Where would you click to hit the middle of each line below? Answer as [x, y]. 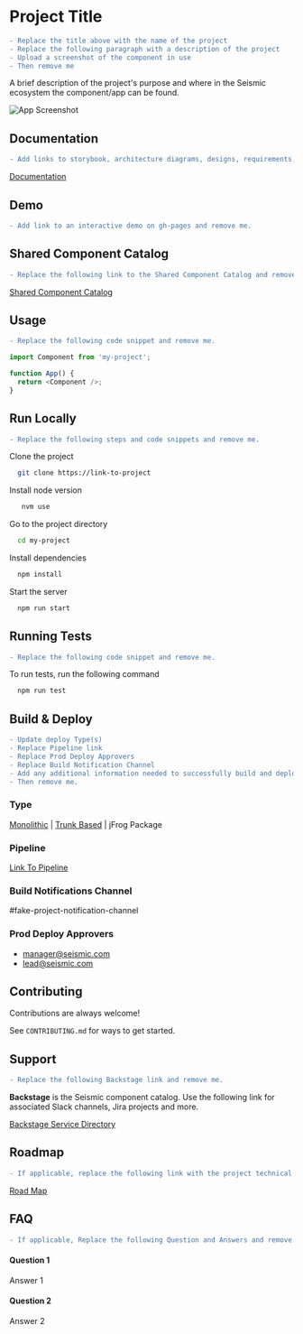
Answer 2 [27, 1320]
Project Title [56, 17]
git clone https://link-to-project [84, 473]
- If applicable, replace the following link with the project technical [151, 1173]
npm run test [42, 691]
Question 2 [31, 1301]
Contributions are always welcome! [75, 1014]
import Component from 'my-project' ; [80, 357]
